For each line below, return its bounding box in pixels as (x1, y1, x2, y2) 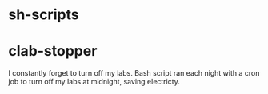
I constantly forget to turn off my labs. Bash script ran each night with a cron (8, 69, 260, 78)
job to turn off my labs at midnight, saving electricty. (8, 77, 180, 87)
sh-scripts (8, 6, 79, 24)
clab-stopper (8, 42, 98, 61)
